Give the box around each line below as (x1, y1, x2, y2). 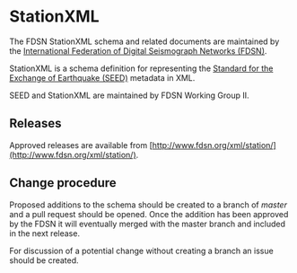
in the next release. (9, 227, 81, 239)
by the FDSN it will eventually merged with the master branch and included (9, 218, 285, 229)
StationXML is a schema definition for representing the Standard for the (9, 63, 274, 74)
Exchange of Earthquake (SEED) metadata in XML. (9, 72, 196, 83)
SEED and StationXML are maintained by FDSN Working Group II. (9, 90, 249, 101)
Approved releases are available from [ (9, 139, 153, 150)
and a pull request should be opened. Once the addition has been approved (9, 208, 289, 219)
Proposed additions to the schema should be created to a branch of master (9, 199, 287, 210)
